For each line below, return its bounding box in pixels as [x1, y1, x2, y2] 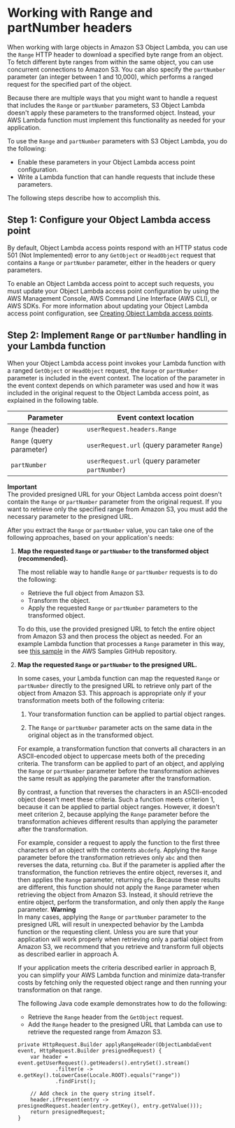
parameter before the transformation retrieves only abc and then [17, 853, 203, 862]
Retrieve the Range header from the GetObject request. [27, 1013, 184, 1021]
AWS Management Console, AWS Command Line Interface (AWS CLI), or [7, 294, 218, 302]
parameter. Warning [17, 905, 76, 913]
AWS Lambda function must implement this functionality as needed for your [7, 115, 226, 124]
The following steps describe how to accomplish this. [7, 194, 161, 202]
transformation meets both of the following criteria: [17, 696, 164, 704]
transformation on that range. [17, 985, 103, 994]
